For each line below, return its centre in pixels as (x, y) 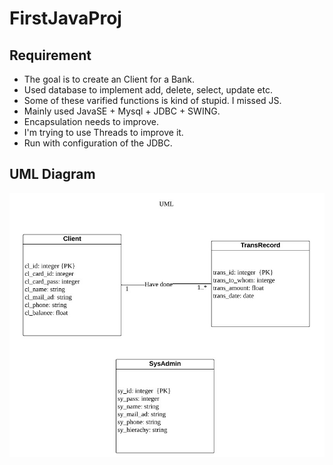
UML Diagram (52, 174)
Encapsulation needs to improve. (91, 121)
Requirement (50, 55)
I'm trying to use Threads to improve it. (103, 132)
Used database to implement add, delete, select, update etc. (148, 90)
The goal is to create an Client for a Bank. (109, 79)
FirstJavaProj (65, 18)
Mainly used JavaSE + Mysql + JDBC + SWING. (122, 111)
